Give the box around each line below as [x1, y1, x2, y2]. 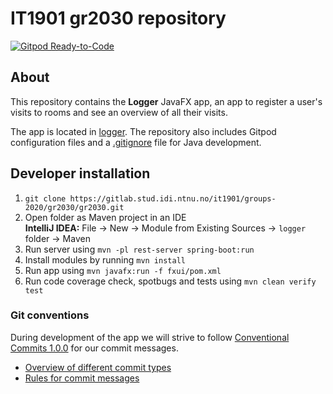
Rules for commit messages [24, 372, 140, 384]
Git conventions [10, 308, 90, 322]
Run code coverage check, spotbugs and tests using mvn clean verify [24, 275, 317, 287]
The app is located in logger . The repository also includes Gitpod [10, 125, 277, 137]
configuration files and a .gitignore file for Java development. [10, 136, 262, 148]
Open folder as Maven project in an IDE [24, 211, 187, 223]
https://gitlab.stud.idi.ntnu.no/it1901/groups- [69, 193, 277, 204]
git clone [24, 193, 67, 204]
